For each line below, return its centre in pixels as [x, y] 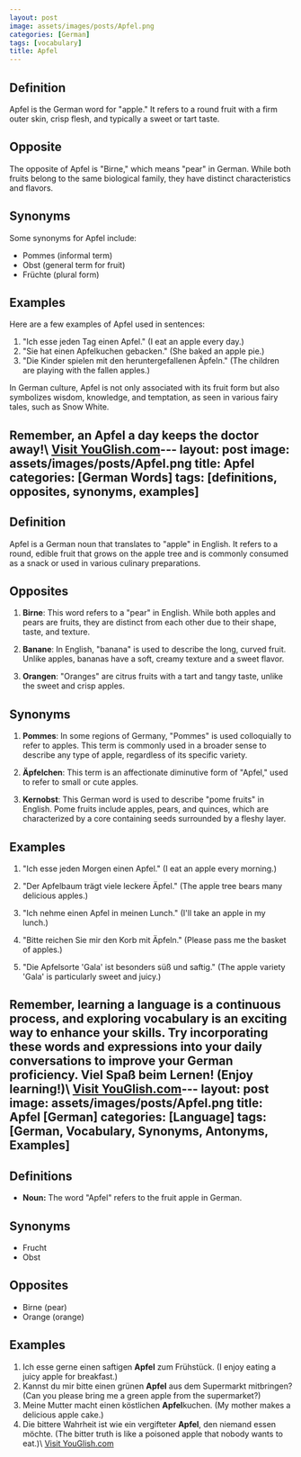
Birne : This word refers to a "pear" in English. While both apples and [149, 613]
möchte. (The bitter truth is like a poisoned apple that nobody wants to [152, 1434]
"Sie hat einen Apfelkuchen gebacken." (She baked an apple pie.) [143, 351]
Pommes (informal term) [67, 255]
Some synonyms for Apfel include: [73, 238]
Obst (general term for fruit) [74, 265]
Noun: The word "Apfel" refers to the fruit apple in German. [132, 1198]
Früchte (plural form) [61, 274]
